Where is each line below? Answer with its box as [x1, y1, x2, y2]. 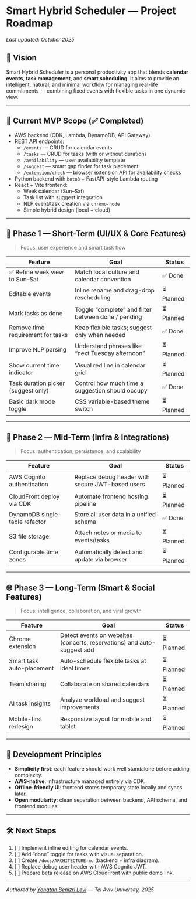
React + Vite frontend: [14, 181, 68, 188]
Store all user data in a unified [74, 510, 156, 519]
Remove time [9, 323, 45, 332]
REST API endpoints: [14, 138, 64, 145]
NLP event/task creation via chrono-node [23, 200, 120, 207]
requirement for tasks [9, 331, 68, 339]
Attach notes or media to [74, 529, 142, 537]
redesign [9, 722, 33, 730]
